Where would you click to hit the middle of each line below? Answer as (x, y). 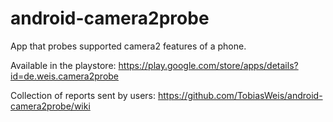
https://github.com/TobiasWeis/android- (240, 95)
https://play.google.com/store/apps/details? (208, 65)
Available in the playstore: (63, 65)
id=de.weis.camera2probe (65, 76)
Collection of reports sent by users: (83, 95)
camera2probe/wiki (50, 106)
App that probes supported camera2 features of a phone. (128, 46)
